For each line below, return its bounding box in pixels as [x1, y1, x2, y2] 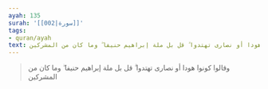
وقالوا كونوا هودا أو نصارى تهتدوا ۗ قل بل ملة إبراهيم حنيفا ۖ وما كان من [27, 63, 231, 72]
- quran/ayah [8, 33, 52, 42]
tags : [8, 26, 26, 34]
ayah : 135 [8, 11, 41, 20]
